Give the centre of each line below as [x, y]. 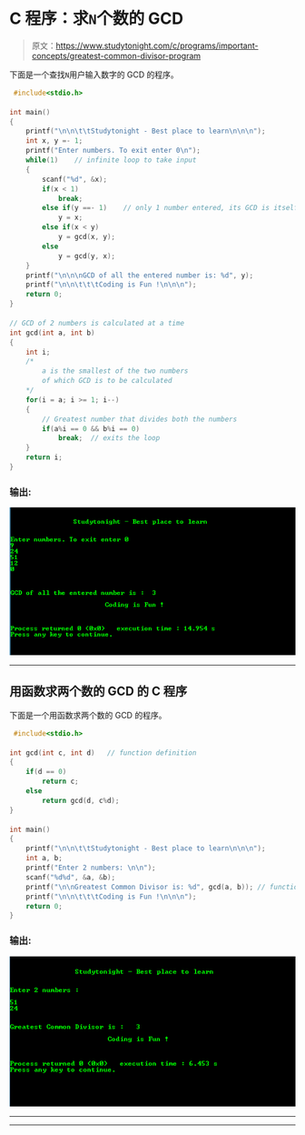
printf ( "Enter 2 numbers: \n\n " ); [91, 868]
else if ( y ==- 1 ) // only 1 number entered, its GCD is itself [170, 208]
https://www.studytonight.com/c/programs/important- [157, 45]
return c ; [60, 782]
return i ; [44, 457]
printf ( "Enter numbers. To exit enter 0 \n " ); [113, 151]
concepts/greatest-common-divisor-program [116, 55]
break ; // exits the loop [109, 438]
